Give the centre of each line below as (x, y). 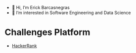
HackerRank (24, 46)
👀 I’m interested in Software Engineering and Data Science (71, 13)
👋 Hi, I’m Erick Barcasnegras (41, 8)
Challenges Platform (47, 32)
